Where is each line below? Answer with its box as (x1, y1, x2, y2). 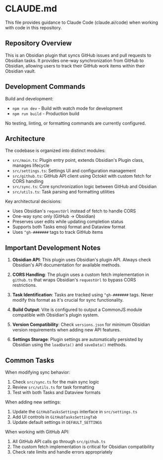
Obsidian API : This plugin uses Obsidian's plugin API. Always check (12, 257, 151, 263)
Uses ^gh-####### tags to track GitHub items (12, 229, 103, 235)
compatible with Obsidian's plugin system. (12, 312, 99, 318)
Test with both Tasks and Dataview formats (12, 390, 101, 395)
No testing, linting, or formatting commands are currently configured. (5, 120, 146, 126)
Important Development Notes (5, 244, 101, 252)
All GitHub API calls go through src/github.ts (12, 439, 106, 444)
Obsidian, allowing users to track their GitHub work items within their (5, 63, 145, 68)
